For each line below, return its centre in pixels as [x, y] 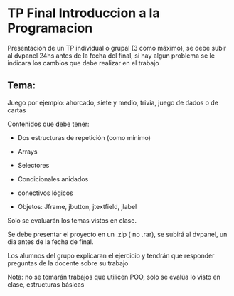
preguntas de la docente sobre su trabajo [68, 263]
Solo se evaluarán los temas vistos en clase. [72, 220]
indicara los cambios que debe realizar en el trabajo [83, 63]
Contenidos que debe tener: [49, 124]
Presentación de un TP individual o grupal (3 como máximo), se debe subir [117, 48]
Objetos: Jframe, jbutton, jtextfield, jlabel [77, 206]
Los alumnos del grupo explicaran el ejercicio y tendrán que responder [111, 255]
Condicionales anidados [53, 179]
